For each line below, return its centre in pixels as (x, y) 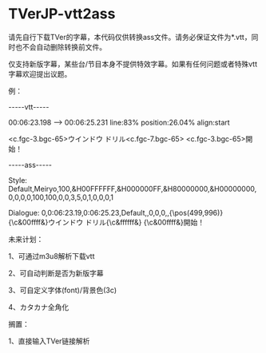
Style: (18, 180)
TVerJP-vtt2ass (62, 14)
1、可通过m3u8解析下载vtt (52, 256)
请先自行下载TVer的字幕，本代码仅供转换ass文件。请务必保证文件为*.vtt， (130, 37)
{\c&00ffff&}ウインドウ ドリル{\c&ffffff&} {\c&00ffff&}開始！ (107, 222)
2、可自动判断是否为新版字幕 (56, 273)
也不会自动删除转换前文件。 (60, 47)
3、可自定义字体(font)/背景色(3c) (63, 290)
